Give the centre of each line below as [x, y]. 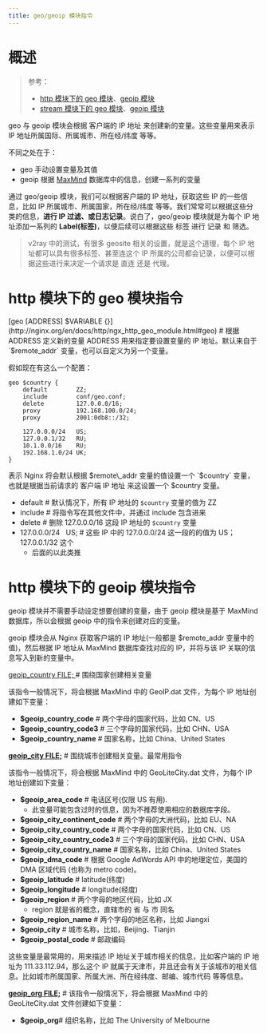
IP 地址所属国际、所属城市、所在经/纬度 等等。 [84, 135]
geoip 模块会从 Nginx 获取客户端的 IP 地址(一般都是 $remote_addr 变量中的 [132, 638]
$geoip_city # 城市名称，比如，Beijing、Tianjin [97, 930]
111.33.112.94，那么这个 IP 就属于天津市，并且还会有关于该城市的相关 [137, 967]
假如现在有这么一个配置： [50, 368]
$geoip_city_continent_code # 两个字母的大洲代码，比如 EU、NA [128, 820]
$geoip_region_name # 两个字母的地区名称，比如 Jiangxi [114, 920]
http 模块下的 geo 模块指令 [96, 298]
